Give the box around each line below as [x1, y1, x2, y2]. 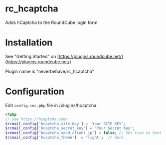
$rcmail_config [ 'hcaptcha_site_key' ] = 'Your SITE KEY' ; [5, 121, 126, 126]
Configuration [5, 86, 65, 97]
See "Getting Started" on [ [5, 53, 59, 59]
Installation [5, 37, 53, 48]
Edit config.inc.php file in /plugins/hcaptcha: [5, 102, 98, 108]
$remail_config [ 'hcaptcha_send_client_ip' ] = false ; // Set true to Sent [5, 131, 162, 136]
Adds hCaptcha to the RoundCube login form [5, 19, 98, 25]
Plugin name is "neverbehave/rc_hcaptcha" [5, 68, 95, 74]
